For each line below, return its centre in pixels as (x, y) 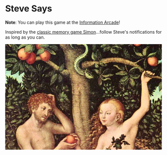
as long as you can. (25, 37)
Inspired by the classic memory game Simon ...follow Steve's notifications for (83, 32)
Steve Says (29, 9)
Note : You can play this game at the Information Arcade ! (63, 22)
